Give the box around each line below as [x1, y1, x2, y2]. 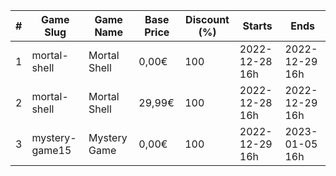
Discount [185, 13, 230, 26]
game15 [31, 144, 72, 157]
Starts [242, 19, 273, 33]
